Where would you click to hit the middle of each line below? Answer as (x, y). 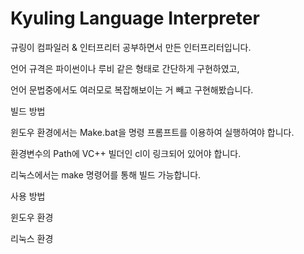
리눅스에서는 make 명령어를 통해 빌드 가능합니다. (106, 174)
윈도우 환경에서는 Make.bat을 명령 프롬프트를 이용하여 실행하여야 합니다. (152, 132)
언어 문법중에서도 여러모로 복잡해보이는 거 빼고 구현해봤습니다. (132, 89)
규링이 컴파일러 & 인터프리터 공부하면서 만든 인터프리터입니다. (131, 47)
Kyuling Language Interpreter (135, 18)
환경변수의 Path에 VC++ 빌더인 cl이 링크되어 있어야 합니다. (126, 153)
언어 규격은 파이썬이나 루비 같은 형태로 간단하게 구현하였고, (125, 68)
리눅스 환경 (32, 238)
